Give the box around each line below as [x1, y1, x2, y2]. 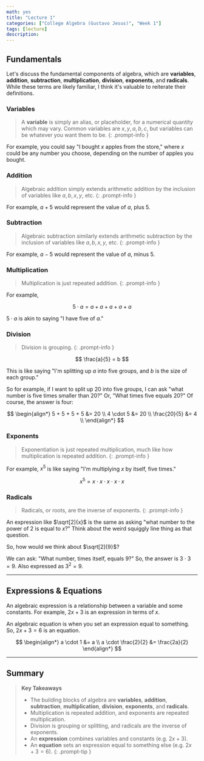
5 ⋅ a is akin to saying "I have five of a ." [6, 315, 104, 322]
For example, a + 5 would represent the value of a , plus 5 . [6, 203, 151, 210]
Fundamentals [6, 54, 62, 64]
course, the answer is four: [6, 399, 73, 406]
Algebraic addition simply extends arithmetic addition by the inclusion [21, 185, 195, 192]
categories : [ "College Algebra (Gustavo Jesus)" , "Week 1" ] [6, 20, 162, 26]
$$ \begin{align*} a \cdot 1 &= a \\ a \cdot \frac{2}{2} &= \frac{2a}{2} [15, 638, 189, 646]
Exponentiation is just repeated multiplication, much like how [21, 446, 173, 453]
